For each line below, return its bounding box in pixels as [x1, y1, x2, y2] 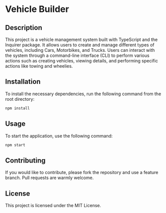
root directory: [5, 96, 35, 102]
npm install [5, 106, 30, 111]
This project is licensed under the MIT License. [5, 203, 101, 208]
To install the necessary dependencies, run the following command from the [5, 91, 162, 97]
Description [5, 23, 42, 32]
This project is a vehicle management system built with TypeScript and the [5, 36, 158, 42]
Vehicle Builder [5, 3, 70, 15]
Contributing [5, 156, 46, 165]
